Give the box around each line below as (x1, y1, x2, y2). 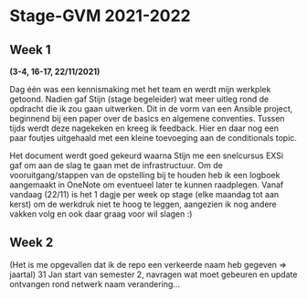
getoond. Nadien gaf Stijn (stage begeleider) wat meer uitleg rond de (9, 93, 270, 104)
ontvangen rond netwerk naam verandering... (9, 278, 181, 289)
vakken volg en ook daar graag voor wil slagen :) (9, 208, 193, 219)
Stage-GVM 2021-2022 (9, 5, 191, 27)
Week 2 (9, 235, 54, 251)
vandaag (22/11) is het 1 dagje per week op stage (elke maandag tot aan (9, 189, 280, 199)
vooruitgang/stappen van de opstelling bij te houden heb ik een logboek (9, 170, 281, 180)
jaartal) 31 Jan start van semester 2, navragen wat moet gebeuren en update (9, 269, 298, 280)
